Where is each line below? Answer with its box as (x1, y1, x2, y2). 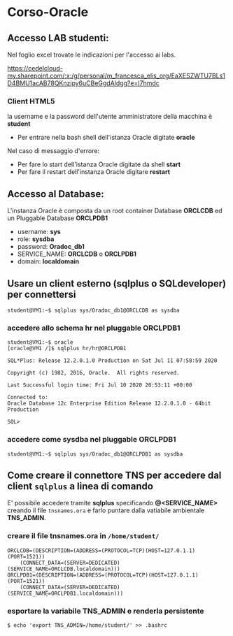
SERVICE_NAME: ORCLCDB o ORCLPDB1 (17, 250, 136, 259)
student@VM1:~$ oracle (7, 339, 73, 346)
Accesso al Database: (7, 188, 104, 200)
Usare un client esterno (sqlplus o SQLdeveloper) (7, 277, 226, 289)
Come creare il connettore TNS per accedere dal (7, 469, 222, 481)
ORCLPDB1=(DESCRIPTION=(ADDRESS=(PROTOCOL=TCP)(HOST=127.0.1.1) (7, 571, 199, 579)
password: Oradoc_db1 (17, 243, 85, 251)
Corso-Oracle (7, 4, 89, 20)
